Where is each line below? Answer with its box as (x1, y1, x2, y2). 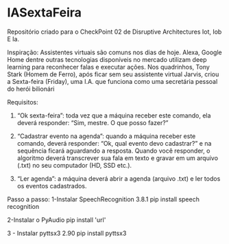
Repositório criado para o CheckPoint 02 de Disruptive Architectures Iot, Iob (7, 27, 222, 36)
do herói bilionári (7, 85, 55, 93)
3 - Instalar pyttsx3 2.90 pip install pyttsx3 (7, 229, 127, 237)
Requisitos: (7, 98, 39, 106)
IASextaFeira (7, 5, 82, 21)
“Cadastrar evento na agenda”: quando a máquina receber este (16, 132, 196, 140)
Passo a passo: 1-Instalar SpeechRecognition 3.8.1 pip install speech (7, 195, 200, 203)
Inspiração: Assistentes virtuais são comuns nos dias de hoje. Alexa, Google (7, 48, 222, 56)
